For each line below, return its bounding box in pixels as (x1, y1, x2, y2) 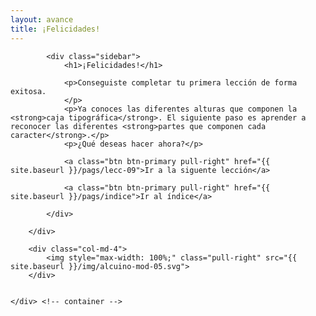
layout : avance (10, 14, 74, 25)
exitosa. (10, 86, 47, 96)
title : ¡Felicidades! (10, 24, 101, 34)
